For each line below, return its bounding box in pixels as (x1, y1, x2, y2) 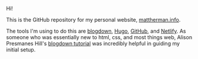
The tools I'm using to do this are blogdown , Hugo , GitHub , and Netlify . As (6, 27, 186, 34)
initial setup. (6, 46, 36, 53)
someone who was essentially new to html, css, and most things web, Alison (6, 34, 193, 40)
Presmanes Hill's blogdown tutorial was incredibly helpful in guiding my (6, 40, 180, 47)
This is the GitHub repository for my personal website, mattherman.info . (6, 16, 181, 23)
